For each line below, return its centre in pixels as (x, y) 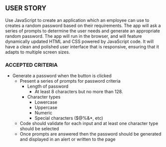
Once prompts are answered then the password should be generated (90, 134)
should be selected (39, 129)
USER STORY (26, 8)
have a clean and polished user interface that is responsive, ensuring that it (82, 46)
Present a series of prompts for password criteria (70, 81)
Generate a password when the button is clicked (62, 76)
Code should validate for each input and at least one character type (89, 124)
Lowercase (46, 102)
